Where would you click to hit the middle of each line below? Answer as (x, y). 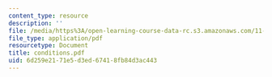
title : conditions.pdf (47, 53)
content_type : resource (49, 16)
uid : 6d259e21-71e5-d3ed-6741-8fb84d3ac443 (83, 61)
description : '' (36, 23)
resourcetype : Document (49, 46)
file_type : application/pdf (56, 38)
